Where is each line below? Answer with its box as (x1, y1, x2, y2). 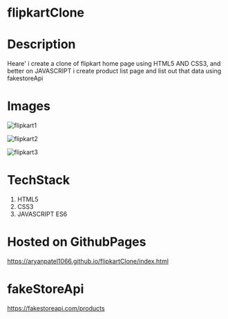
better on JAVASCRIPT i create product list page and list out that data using (7, 67, 222, 75)
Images (7, 98, 50, 114)
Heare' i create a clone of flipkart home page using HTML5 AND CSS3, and (7, 60, 221, 68)
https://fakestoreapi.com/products (7, 304, 105, 312)
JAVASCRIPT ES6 (17, 210, 68, 218)
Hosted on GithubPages (7, 234, 146, 250)
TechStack (7, 172, 70, 188)
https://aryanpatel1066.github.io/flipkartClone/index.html (7, 257, 169, 265)
